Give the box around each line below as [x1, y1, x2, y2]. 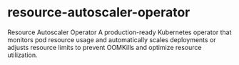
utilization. [7, 51, 38, 59]
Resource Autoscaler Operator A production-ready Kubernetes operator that [7, 28, 232, 36]
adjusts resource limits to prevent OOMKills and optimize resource [7, 43, 202, 51]
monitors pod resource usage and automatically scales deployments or [7, 35, 216, 44]
